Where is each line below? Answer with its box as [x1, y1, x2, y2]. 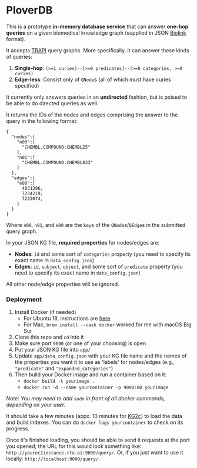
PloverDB [6, 4, 53, 17]
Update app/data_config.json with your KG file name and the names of [14, 352, 187, 359]
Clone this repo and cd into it [14, 333, 84, 341]
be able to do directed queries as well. [6, 99, 99, 106]
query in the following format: [6, 117, 78, 124]
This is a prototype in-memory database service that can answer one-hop [6, 23, 189, 30]
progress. [6, 425, 29, 432]
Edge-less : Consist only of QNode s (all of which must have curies [14, 76, 172, 83]
